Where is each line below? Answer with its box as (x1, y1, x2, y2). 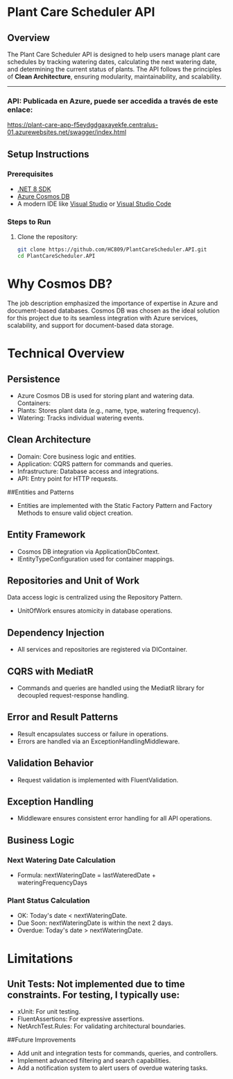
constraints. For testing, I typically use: (7, 989, 180, 1001)
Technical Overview (7, 345, 125, 361)
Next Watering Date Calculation (7, 855, 116, 865)
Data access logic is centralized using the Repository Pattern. (7, 593, 183, 602)
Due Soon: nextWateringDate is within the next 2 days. (17, 919, 173, 928)
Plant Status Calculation (7, 896, 90, 905)
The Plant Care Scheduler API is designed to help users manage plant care (7, 50, 221, 58)
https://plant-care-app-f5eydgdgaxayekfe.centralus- (7, 121, 158, 129)
